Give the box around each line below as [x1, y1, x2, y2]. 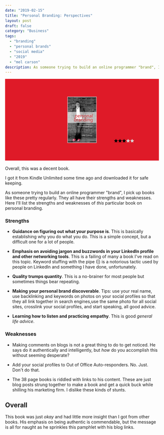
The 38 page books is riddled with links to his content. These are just [12, 376, 151, 382]
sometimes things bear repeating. [12, 279, 80, 285]
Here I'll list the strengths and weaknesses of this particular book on [5, 200, 143, 206]
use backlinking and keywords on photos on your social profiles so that [12, 294, 155, 299]
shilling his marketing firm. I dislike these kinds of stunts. [12, 387, 126, 392]
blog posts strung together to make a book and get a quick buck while [12, 382, 153, 388]
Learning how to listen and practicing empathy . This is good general [12, 313, 152, 319]
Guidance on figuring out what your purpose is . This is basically [12, 229, 143, 234]
